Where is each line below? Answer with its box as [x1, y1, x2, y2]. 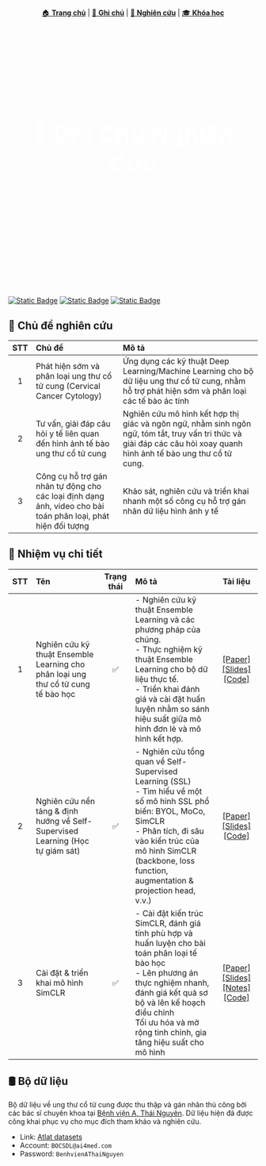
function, [135, 865, 169, 876]
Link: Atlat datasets [19, 1132, 83, 1141]
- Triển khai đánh [135, 683, 200, 695]
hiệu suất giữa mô [135, 713, 202, 724]
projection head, [135, 885, 196, 896]
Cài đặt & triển [35, 967, 89, 978]
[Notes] [222, 982, 251, 993]
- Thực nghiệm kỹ [135, 644, 203, 655]
